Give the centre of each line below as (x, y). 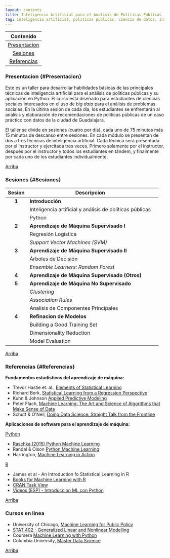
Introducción (46, 201)
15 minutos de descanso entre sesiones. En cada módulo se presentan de (82, 135)
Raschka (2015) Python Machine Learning (56, 444)
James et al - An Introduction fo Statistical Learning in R (71, 474)
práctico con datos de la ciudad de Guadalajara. (55, 120)
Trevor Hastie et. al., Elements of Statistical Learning (67, 387)
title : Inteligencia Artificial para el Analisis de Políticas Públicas (83, 15)
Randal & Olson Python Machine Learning (56, 449)
